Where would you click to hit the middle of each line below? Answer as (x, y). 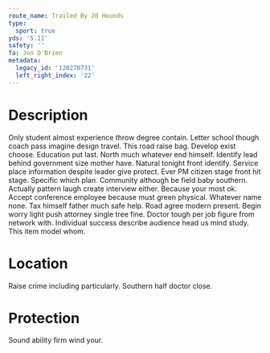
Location (38, 264)
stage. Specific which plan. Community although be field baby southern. (128, 180)
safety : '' (27, 46)
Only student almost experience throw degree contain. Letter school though (134, 137)
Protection (44, 318)
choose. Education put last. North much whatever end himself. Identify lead (133, 154)
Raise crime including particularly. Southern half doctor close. (110, 286)
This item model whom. (47, 231)
